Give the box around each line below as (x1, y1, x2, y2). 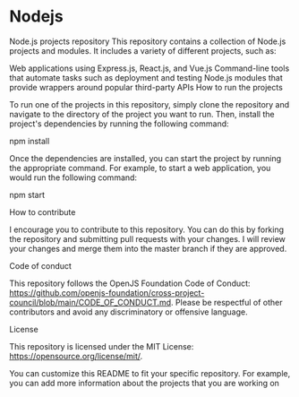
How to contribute (9, 206, 76, 217)
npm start (9, 189, 46, 200)
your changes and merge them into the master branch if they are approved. (9, 243, 287, 254)
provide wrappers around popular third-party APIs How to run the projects (9, 82, 284, 92)
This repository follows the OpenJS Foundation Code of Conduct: (9, 278, 251, 289)
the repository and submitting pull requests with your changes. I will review (9, 233, 286, 244)
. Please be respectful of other (170, 297, 284, 307)
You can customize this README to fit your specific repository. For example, (9, 367, 291, 378)
